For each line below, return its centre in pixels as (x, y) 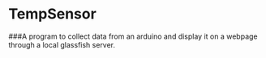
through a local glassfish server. (62, 44)
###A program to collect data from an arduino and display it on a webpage (133, 36)
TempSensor (53, 14)
